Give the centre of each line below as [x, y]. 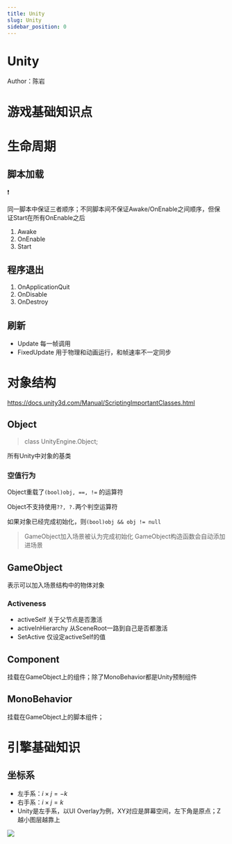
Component [34, 659]
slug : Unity [24, 20]
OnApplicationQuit [43, 287]
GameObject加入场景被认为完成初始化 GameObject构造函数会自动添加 [125, 536]
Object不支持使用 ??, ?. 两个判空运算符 [63, 507]
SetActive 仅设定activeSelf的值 [61, 637]
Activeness [27, 603]
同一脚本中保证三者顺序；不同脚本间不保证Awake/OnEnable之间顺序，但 [111, 209]
